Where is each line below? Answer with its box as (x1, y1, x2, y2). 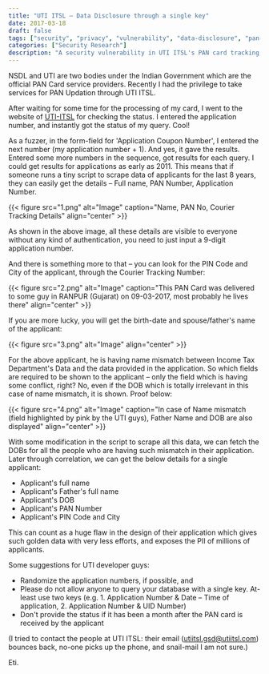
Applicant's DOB (19, 495, 74, 504)
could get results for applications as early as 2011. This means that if (8, 162, 235, 171)
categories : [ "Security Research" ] (8, 42, 127, 50)
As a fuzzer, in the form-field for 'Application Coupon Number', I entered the (8, 136, 259, 145)
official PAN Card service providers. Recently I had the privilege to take (8, 79, 243, 89)
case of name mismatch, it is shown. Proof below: (8, 389, 173, 399)
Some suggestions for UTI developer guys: (8, 560, 150, 569)
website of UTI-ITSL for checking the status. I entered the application (8, 112, 237, 121)
